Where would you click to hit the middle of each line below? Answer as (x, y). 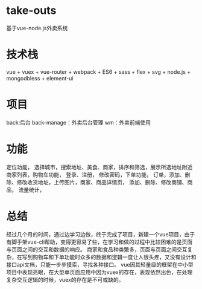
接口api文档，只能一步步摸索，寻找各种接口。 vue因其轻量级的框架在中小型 (100, 264)
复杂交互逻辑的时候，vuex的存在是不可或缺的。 (65, 279)
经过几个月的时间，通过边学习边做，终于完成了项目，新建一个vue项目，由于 (101, 234)
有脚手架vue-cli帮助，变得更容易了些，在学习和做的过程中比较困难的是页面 (99, 242)
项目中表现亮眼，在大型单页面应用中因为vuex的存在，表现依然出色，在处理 (99, 272)
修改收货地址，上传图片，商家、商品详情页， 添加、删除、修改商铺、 (102, 182)
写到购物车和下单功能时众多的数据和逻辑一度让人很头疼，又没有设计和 (109, 257)
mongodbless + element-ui (40, 78)
